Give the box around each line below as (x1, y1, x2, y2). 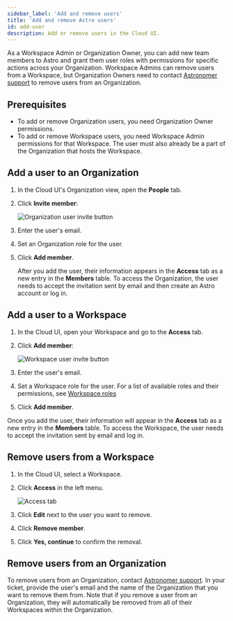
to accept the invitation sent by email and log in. (7, 431, 145, 440)
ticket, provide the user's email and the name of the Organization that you (7, 583, 218, 592)
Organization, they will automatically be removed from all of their (7, 598, 193, 607)
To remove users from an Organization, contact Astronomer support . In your (7, 576, 225, 585)
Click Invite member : (17, 199, 79, 207)
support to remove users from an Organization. (7, 78, 142, 87)
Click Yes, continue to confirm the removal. (17, 537, 143, 546)
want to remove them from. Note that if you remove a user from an (7, 591, 198, 599)
